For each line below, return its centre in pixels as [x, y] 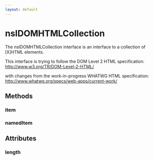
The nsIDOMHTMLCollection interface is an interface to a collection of [75, 47]
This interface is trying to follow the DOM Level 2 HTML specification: [75, 61]
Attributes [21, 138]
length [13, 152]
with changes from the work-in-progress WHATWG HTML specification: [77, 76]
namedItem [19, 123]
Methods [19, 96]
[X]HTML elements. [25, 52]
